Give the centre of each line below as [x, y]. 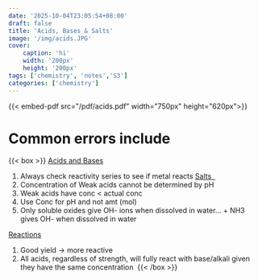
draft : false [30, 23]
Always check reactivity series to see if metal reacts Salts [116, 176]
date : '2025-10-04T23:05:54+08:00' [68, 16]
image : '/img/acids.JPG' [50, 38]
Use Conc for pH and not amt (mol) [78, 202]
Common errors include [89, 138]
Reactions [25, 235]
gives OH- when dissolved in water [78, 219]
